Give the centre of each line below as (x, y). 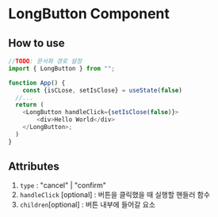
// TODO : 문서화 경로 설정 (45, 61)
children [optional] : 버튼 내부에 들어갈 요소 (88, 205)
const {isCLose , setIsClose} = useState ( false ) (102, 90)
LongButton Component (89, 14)
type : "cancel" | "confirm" (63, 185)
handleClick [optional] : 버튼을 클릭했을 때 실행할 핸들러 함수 (115, 195)
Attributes (34, 167)
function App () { (37, 83)
